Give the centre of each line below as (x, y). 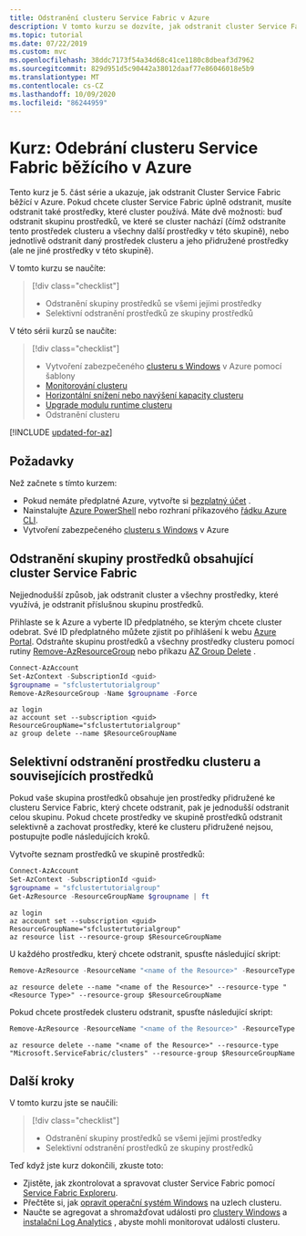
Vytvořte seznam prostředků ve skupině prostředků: (107, 855)
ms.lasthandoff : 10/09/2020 (63, 94)
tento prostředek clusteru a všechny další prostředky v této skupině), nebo (149, 231)
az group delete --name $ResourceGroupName (93, 734)
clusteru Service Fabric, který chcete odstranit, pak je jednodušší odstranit (149, 807)
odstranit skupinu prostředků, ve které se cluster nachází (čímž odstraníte (148, 222)
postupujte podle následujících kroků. (80, 836)
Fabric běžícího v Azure (101, 167)
